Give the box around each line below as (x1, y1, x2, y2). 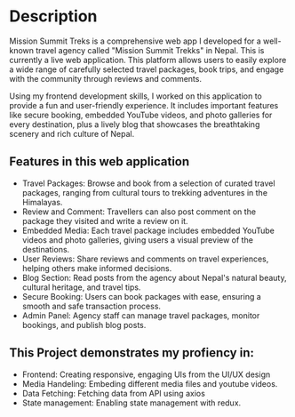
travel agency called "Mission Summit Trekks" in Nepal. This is (35, 44, 265, 55)
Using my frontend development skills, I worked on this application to (9, 91, 262, 101)
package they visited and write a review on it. (21, 215, 188, 226)
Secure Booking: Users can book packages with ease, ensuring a (21, 291, 262, 301)
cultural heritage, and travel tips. (21, 282, 141, 293)
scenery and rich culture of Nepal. (9, 128, 135, 139)
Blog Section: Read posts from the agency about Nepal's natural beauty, (21, 272, 287, 283)
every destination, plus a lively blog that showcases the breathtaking (9, 118, 260, 130)
